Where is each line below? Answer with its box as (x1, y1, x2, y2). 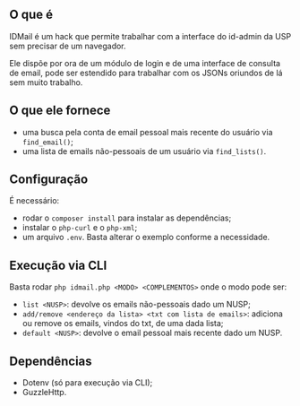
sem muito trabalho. (9, 76, 83, 88)
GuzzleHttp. (21, 387, 67, 398)
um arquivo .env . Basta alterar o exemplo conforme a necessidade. (21, 232, 270, 243)
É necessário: (9, 195, 60, 206)
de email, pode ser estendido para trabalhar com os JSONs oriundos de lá (9, 67, 283, 78)
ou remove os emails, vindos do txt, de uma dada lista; (21, 318, 224, 329)
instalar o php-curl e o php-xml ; (21, 222, 138, 233)
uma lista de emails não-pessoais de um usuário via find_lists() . (21, 145, 267, 156)
